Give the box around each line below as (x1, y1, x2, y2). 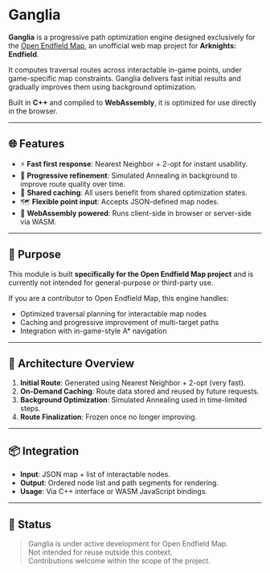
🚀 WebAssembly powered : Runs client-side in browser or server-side (19, 208, 252, 218)
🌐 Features (8, 137, 65, 150)
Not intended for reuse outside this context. (27, 547, 173, 557)
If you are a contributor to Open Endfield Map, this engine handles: (8, 293, 229, 303)
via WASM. (19, 216, 57, 226)
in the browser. (8, 106, 58, 116)
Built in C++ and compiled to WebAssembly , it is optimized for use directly (8, 97, 257, 107)
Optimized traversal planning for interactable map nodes (19, 308, 207, 319)
